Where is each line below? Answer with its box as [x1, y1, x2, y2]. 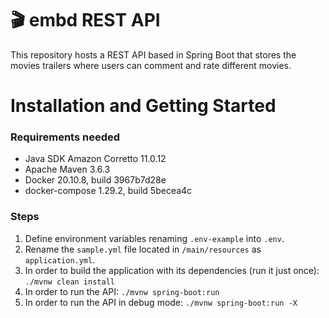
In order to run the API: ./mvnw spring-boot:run [24, 285, 220, 297]
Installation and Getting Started [10, 95, 277, 117]
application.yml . [24, 253, 96, 266]
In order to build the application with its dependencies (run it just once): [24, 264, 320, 276]
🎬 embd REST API [10, 9, 161, 32]
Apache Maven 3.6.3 [24, 163, 111, 176]
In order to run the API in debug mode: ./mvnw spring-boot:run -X [24, 296, 298, 308]
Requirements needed [10, 130, 121, 144]
